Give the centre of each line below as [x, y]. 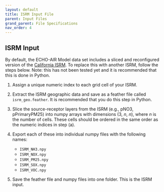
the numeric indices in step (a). [43, 124]
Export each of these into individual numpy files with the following [79, 134]
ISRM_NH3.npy [33, 149]
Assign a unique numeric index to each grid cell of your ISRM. [75, 84]
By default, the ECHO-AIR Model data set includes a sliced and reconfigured [82, 59]
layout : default [22, 10]
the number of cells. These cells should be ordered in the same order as [85, 119]
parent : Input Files [26, 19]
